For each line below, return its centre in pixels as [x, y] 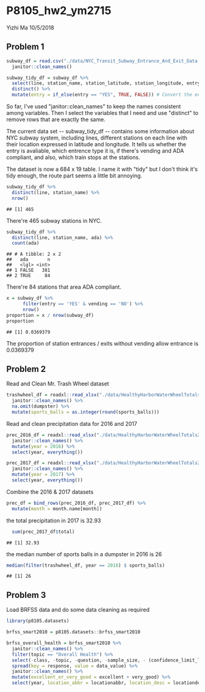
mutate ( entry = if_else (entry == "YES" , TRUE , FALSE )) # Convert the [102, 95]
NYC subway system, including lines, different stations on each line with [97, 138]
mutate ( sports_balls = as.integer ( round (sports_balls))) [86, 412]
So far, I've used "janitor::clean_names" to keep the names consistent [94, 106]
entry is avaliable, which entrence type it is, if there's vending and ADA [95, 151]
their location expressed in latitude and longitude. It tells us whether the [96, 144]
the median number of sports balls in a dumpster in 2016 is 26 [84, 554]
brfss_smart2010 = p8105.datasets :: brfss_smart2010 [73, 632]
